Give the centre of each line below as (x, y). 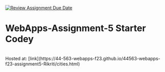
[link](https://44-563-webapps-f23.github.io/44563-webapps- (94, 58)
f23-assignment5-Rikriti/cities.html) (43, 64)
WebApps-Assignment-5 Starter (76, 28)
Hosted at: (16, 58)
